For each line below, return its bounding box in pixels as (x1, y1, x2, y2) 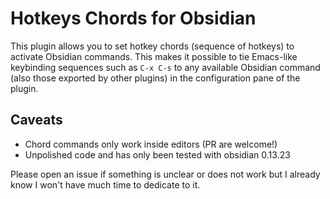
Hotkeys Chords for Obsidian (10, 7, 257, 30)
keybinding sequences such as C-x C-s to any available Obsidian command (10, 61, 321, 73)
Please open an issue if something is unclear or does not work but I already (10, 168, 321, 180)
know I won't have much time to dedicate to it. (10, 178, 201, 191)
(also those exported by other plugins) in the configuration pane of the (10, 72, 301, 84)
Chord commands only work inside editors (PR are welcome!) (24, 138, 278, 150)
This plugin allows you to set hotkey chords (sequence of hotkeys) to (10, 40, 295, 52)
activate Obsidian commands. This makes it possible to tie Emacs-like (10, 50, 298, 62)
